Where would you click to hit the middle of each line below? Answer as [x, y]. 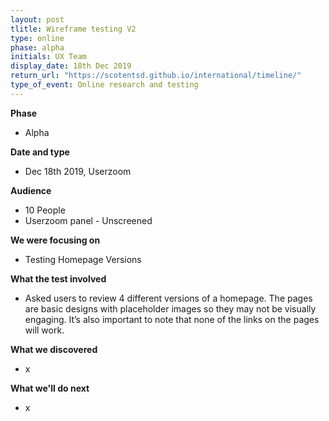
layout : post [37, 19]
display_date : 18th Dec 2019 [71, 66]
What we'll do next [50, 388]
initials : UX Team [48, 57]
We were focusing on [55, 240]
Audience [31, 190]
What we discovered [54, 349]
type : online [37, 38]
